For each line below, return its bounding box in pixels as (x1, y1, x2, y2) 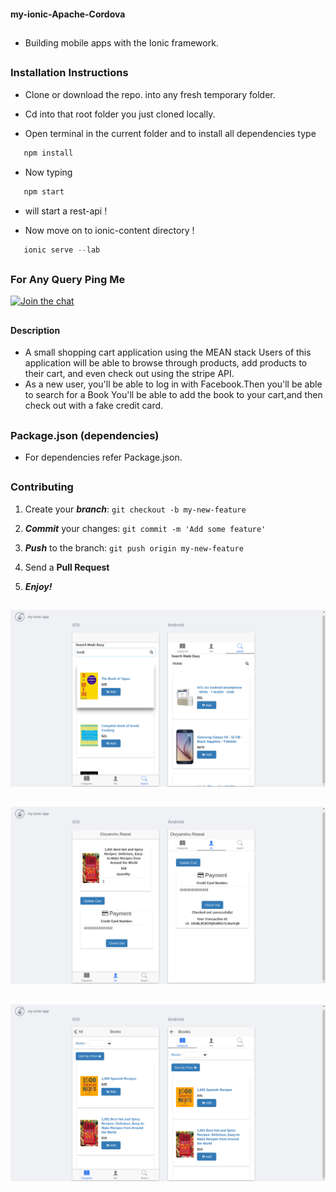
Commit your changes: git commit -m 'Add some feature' (24, 522, 267, 534)
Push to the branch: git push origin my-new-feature (24, 541, 244, 554)
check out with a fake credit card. (24, 400, 164, 412)
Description (10, 324, 61, 336)
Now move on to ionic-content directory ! (24, 224, 195, 236)
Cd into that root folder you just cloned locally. (24, 108, 216, 120)
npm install (23, 148, 74, 158)
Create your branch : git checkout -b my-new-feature (24, 503, 247, 515)
